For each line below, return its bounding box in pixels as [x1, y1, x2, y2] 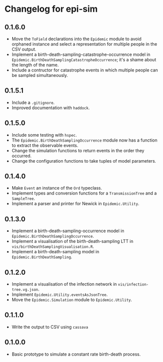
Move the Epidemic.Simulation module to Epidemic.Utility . [11, 297, 132, 303]
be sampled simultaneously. [11, 72, 68, 78]
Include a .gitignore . [11, 99, 55, 105]
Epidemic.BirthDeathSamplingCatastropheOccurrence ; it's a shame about [11, 57, 157, 62]
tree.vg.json [11, 288, 39, 292]
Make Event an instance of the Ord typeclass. [11, 185, 102, 191]
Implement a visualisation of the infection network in [11, 281, 117, 287]
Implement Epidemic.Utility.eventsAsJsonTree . [11, 291, 108, 297]
